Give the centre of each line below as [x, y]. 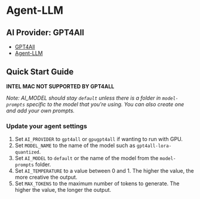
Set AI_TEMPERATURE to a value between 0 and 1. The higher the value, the [104, 171]
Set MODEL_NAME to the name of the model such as [75, 146]
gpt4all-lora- [154, 146]
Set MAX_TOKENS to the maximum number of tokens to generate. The [97, 183]
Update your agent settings [47, 126]
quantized [27, 152]
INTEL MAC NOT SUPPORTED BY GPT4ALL [60, 86]
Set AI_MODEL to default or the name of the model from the [87, 158]
